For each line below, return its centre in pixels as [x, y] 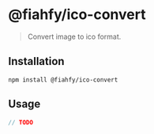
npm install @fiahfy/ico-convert [63, 80]
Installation [36, 61]
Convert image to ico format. [74, 36]
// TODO [21, 122]
